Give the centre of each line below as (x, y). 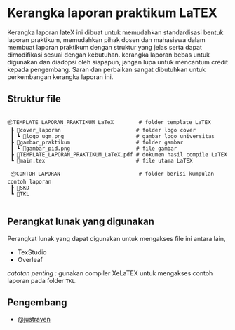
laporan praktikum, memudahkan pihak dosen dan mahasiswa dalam (106, 39)
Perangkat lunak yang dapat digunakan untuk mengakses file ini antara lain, (116, 238)
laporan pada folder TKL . (42, 280)
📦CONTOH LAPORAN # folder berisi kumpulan (112, 174)
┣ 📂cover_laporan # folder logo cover (103, 130)
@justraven (34, 319)
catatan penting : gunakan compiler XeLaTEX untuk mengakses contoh (110, 273)
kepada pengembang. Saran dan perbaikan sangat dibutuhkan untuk (106, 69)
